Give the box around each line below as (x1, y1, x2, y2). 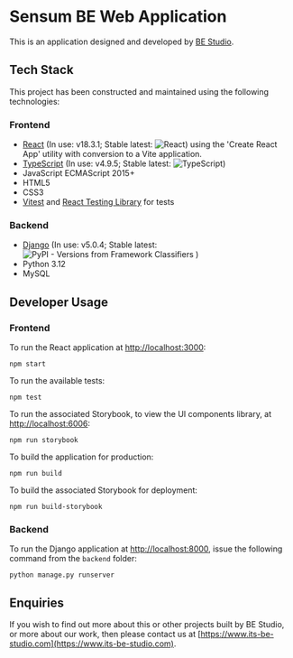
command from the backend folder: (9, 553, 138, 564)
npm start (9, 359, 47, 369)
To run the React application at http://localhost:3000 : (9, 342, 206, 353)
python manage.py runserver (9, 570, 115, 579)
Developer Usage (9, 294, 108, 310)
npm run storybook (9, 436, 78, 445)
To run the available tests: (9, 375, 105, 386)
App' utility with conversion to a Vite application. (22, 149, 203, 160)
